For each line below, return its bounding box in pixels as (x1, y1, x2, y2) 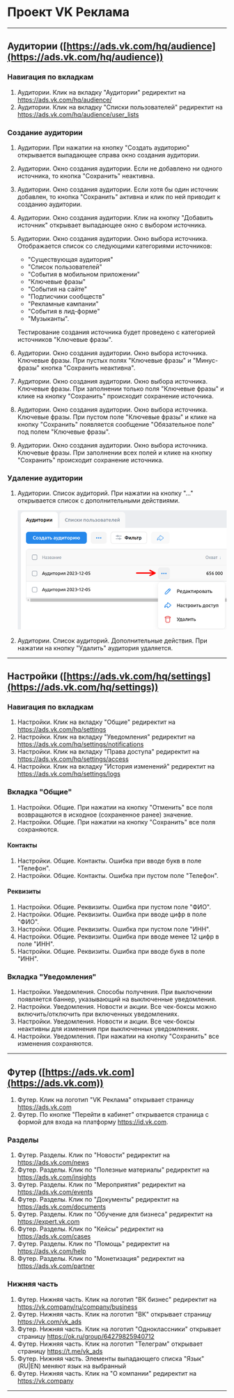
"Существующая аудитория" (27, 255, 114, 263)
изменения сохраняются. (17, 1039, 93, 1048)
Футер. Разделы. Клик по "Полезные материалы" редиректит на (17, 1165, 210, 1174)
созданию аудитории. (17, 200, 82, 208)
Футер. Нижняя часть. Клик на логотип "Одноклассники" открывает (17, 1324, 221, 1333)
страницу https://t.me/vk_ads (17, 1346, 103, 1355)
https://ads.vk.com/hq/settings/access (17, 755, 129, 763)
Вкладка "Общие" (7, 787, 72, 797)
